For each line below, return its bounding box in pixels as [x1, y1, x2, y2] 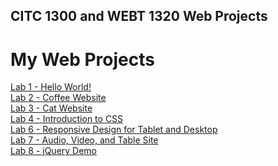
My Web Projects [10, 48, 155, 71]
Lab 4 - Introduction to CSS [10, 113, 124, 125]
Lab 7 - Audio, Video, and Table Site [10, 134, 159, 146]
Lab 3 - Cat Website [10, 102, 93, 114]
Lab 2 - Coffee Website [10, 92, 107, 104]
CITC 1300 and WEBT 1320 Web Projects [10, 8, 268, 25]
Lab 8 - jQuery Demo [10, 145, 98, 157]
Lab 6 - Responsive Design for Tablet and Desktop [10, 124, 218, 136]
